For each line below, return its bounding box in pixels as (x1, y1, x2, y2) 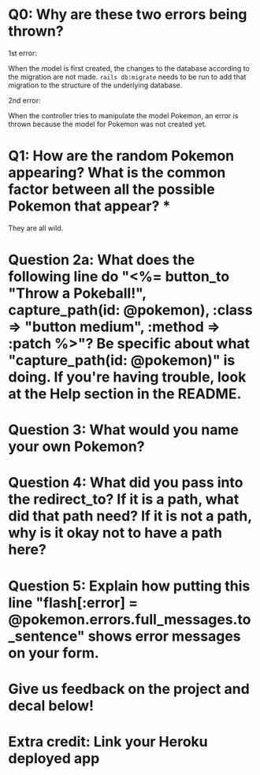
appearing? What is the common (8, 164, 226, 182)
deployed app (8, 750, 100, 767)
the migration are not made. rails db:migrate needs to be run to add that (8, 72, 247, 81)
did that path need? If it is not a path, (8, 507, 252, 525)
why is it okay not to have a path (8, 524, 223, 542)
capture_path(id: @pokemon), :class (8, 301, 254, 319)
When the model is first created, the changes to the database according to (8, 63, 250, 73)
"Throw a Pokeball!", (8, 285, 147, 303)
